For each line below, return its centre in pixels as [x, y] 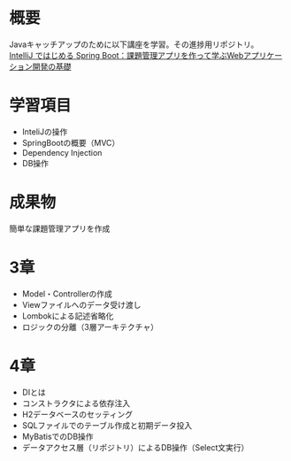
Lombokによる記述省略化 [68, 316]
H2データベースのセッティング [77, 414]
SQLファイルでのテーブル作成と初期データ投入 [107, 425]
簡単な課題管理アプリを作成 [60, 228]
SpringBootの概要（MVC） [71, 142]
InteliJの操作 [45, 131]
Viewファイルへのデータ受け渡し [81, 304]
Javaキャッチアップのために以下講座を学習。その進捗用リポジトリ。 [134, 44]
